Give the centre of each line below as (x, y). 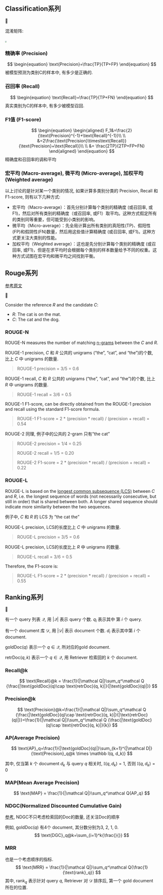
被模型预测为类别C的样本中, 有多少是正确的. (49, 73)
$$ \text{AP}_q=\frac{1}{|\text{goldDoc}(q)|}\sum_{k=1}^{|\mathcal (78, 748)
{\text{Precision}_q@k (53, 753)
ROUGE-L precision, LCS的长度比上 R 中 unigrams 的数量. (63, 547)
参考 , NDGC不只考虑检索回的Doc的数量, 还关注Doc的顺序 (63, 817)
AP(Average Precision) (32, 737)
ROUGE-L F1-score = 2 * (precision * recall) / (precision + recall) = (83, 575)
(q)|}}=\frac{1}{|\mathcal (36, 720)
